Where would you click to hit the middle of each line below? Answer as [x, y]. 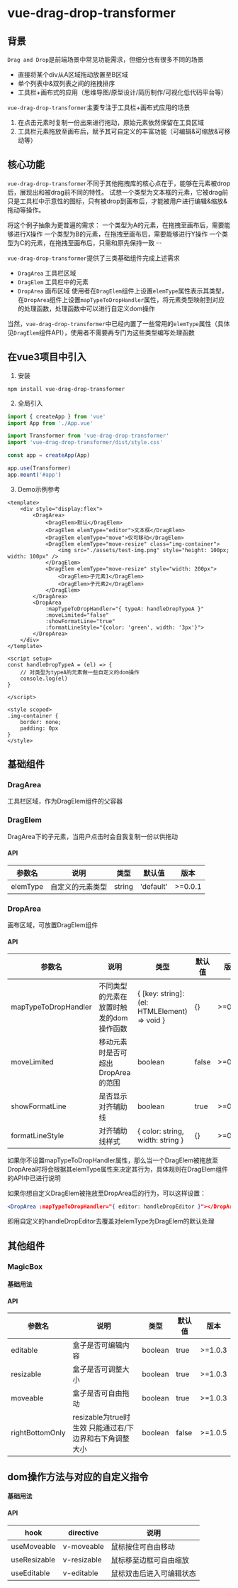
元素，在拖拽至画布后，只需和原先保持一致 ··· [96, 242]
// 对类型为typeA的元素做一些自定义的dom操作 [80, 672]
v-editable [80, 1573]
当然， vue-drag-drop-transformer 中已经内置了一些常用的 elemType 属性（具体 [119, 323]
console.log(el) [44, 679]
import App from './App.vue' [50, 423]
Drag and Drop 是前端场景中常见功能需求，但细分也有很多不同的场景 [106, 59]
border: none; [41, 722]
